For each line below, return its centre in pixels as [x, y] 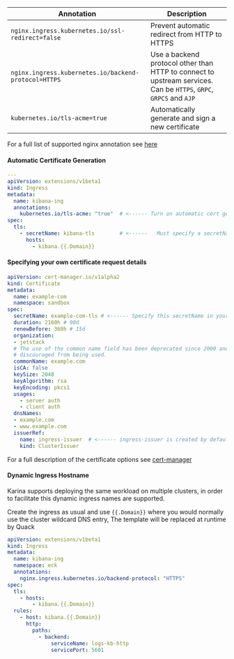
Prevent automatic [180, 26]
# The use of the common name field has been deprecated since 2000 [115, 349]
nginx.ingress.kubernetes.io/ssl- [68, 31]
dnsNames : [28, 414]
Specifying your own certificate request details [77, 262]
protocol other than [182, 63]
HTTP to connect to [182, 72]
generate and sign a [183, 118]
